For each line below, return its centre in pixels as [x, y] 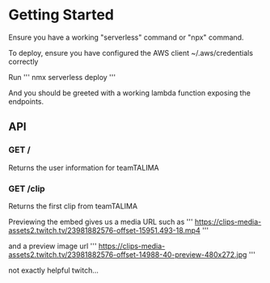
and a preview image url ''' [53, 246]
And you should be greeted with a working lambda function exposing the [129, 93]
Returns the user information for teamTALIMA [84, 167]
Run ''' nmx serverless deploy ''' [62, 77]
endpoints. [26, 101]
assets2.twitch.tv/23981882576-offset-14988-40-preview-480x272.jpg [128, 254]
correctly [23, 61]
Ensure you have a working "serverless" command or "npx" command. [126, 37]
